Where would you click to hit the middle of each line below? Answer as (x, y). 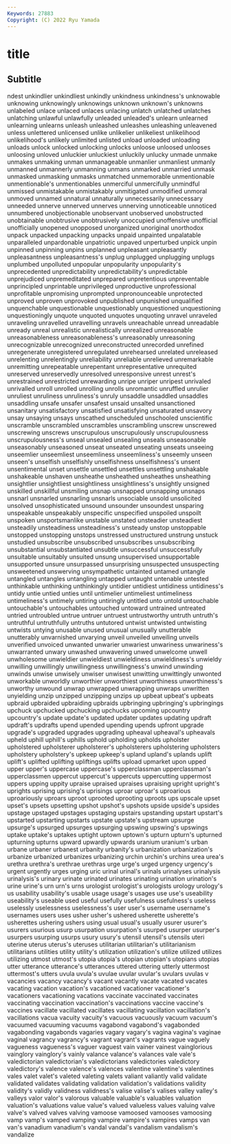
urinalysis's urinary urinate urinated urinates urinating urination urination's (112, 878)
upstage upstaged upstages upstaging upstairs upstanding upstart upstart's (115, 812)
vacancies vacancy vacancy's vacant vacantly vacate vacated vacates (108, 981)
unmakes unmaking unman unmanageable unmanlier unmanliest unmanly (111, 162)
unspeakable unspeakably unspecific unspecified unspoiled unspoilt (104, 513)
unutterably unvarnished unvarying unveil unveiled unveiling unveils (103, 637)
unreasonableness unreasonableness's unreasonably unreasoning (101, 337)
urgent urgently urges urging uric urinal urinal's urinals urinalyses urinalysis (114, 871)
